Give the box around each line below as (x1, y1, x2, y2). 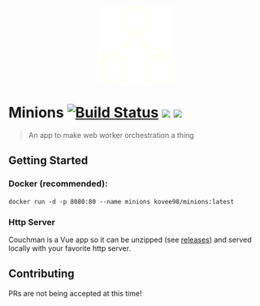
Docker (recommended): (8, 178, 108, 189)
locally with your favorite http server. (8, 243, 132, 253)
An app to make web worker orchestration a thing (28, 130, 195, 140)
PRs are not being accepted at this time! (8, 288, 142, 298)
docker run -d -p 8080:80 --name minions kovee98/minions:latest (8, 197, 234, 205)
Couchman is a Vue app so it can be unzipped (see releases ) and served (8, 235, 252, 244)
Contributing (8, 267, 75, 281)
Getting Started (8, 153, 89, 168)
